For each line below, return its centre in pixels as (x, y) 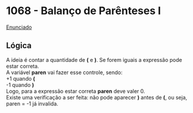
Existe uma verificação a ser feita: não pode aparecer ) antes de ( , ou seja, (97, 97)
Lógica (19, 46)
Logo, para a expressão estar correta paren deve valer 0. (76, 91)
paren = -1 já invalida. (32, 104)
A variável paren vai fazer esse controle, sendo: (64, 72)
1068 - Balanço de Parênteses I (84, 11)
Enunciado (19, 27)
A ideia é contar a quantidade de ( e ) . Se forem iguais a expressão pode (94, 59)
